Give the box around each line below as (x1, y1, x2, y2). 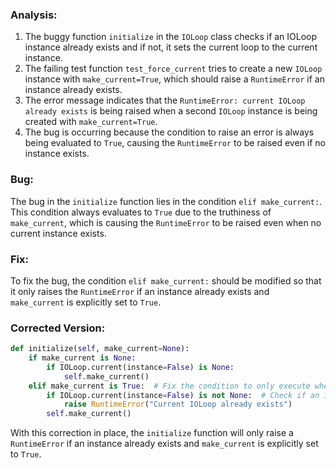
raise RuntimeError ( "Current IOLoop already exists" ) (63, 399, 293, 410)
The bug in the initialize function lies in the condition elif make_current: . (10, 195, 323, 207)
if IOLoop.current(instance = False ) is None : (46, 362, 235, 372)
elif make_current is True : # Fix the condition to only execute (28, 381, 311, 391)
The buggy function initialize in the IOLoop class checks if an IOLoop (24, 31, 318, 43)
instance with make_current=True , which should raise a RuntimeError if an (24, 73, 325, 85)
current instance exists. (10, 227, 107, 239)
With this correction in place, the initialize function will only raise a (10, 427, 294, 439)
